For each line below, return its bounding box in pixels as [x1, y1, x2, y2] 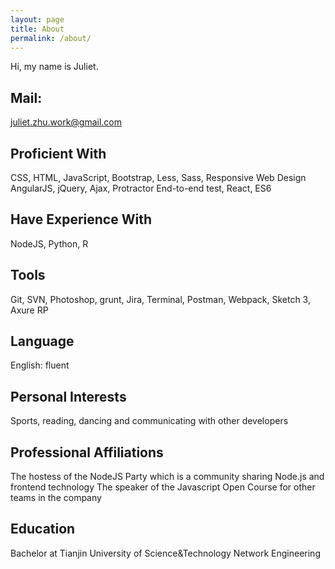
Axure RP [10, 304, 49, 316]
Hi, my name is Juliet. [10, 61, 99, 73]
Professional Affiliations [10, 444, 164, 461]
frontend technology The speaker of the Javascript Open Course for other [10, 481, 316, 493]
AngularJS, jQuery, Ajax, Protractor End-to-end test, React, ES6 [10, 182, 272, 194]
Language [10, 333, 75, 350]
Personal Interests [10, 388, 127, 405]
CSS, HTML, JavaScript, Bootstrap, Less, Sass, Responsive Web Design [10, 172, 307, 183]
